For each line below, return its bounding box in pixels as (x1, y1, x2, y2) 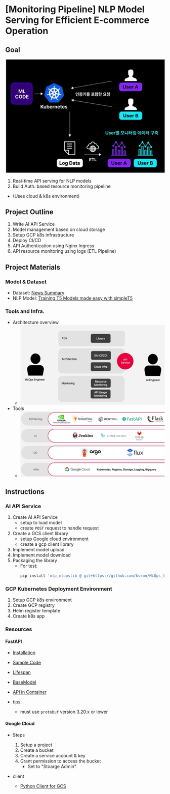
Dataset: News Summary (12, 290, 65, 296)
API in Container (12, 689, 47, 695)
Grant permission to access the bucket (20, 758, 101, 764)
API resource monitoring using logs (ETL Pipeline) (12, 248, 116, 254)
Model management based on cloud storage (12, 226, 105, 232)
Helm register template (12, 608, 61, 614)
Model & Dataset (5, 278, 47, 285)
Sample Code (12, 660, 41, 666)
